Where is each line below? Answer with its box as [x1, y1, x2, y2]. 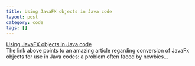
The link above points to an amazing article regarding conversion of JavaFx [6, 47, 190, 54]
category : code [6, 19, 44, 25]
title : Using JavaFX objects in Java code [6, 8, 112, 15]
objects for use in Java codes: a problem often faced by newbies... [6, 53, 168, 60]
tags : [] [6, 25, 28, 31]
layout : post [6, 14, 38, 20]
